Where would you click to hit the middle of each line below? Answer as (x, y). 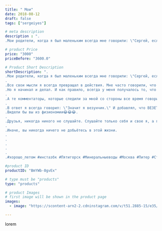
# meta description (25, 32)
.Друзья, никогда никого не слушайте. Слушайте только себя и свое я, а (80, 122)
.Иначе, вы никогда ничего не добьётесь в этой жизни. (61, 130)
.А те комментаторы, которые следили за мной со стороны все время (74, 99)
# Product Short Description (34, 67)
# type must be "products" (32, 179)
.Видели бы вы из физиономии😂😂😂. (42, 112)
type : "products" (22, 184)
